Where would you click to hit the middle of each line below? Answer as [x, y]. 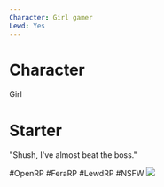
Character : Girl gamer [51, 17]
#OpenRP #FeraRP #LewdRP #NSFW [77, 174]
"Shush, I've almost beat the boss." [73, 155]
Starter [35, 130]
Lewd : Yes [27, 26]
